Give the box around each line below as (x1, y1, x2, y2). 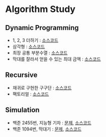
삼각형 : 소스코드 (12, 43, 45, 49)
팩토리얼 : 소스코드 (12, 91, 49, 97)
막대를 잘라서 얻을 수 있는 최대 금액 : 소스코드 (12, 56, 101, 62)
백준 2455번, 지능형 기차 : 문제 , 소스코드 (12, 119, 91, 125)
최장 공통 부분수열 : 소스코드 (12, 50, 68, 55)
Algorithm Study (5, 3, 76, 15)
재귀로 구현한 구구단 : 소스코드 (12, 84, 72, 90)
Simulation (5, 106, 40, 114)
